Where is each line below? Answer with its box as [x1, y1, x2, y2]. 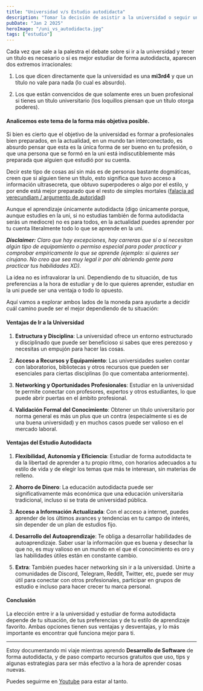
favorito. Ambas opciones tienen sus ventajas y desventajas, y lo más [6, 623, 179, 630]
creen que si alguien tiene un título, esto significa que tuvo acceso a [6, 175, 176, 182]
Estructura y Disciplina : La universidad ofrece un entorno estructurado [14, 332, 193, 339]
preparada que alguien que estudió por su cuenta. [6, 157, 131, 164]
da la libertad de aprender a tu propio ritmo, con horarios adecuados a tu [14, 459, 197, 466]
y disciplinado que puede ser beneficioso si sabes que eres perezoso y [14, 339, 193, 346]
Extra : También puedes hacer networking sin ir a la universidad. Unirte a [14, 563, 195, 571]
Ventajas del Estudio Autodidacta [6, 439, 92, 446]
